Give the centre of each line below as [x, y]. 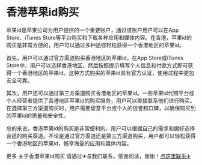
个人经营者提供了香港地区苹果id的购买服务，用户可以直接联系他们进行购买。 [101, 100]
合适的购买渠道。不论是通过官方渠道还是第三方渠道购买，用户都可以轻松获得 [101, 136]
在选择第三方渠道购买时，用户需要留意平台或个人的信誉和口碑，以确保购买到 [101, 108]
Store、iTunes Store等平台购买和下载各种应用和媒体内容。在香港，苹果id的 [99, 37]
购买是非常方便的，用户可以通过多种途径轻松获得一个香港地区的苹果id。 [95, 45]
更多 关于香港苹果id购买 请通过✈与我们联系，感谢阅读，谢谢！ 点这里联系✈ [99, 156]
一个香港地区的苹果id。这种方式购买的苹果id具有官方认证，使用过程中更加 [103, 73]
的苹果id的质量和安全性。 [38, 115]
